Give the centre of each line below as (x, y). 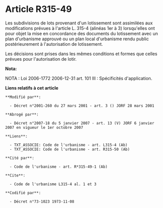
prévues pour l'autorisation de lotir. (41, 59)
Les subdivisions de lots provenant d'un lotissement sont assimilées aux (79, 23)
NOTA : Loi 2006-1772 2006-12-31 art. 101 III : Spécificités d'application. (79, 78)
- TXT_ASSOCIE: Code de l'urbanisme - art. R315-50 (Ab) (70, 149)
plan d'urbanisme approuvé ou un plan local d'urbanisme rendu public (77, 39)
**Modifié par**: (23, 97)
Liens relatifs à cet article (32, 88)
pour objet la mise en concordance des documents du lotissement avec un (81, 33)
